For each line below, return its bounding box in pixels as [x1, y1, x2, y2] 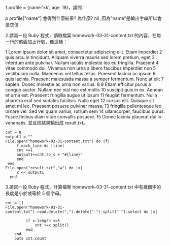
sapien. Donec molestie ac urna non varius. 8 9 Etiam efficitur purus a [5, 81, 151, 87]
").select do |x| [121, 209, 158, 214]
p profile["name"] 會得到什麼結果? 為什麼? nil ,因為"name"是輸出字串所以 [5, 15, 157, 21]
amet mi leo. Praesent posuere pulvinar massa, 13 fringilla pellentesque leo [5, 103, 162, 109]
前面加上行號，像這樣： [18, 39, 67, 45]
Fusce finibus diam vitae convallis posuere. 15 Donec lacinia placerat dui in [5, 114, 161, 119]
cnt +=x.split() [35, 223, 70, 228]
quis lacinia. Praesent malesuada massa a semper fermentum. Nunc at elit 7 [5, 76, 164, 82]
